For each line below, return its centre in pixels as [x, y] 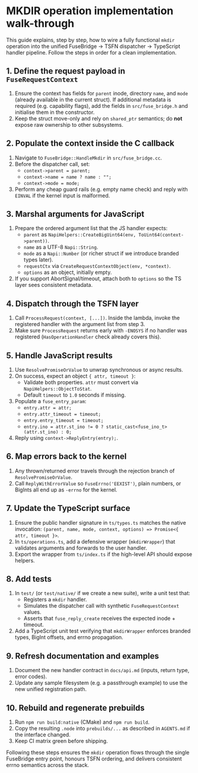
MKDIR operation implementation [90, 11]
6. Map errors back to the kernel [66, 457]
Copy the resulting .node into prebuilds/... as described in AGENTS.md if [102, 729]
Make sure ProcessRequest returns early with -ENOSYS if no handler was [101, 331]
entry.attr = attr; [48, 408]
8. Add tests [29, 579]
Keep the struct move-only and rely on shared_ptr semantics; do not [98, 118]
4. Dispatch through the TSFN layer [73, 304]
